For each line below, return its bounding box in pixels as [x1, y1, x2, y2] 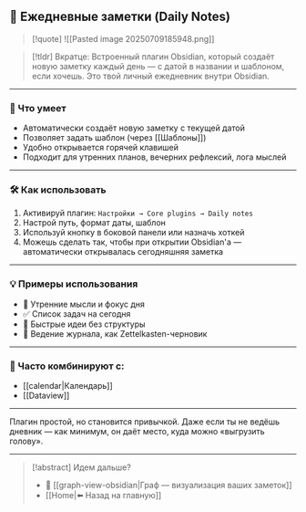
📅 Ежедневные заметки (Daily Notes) [9, 9, 230, 25]
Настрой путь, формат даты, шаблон [22, 217, 167, 228]
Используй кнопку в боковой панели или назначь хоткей [22, 227, 245, 238]
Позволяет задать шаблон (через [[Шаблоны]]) [22, 132, 207, 143]
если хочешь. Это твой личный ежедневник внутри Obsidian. [31, 70, 270, 81]
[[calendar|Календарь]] [22, 381, 114, 391]
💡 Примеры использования [9, 277, 138, 290]
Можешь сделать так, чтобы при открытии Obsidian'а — [22, 236, 242, 247]
